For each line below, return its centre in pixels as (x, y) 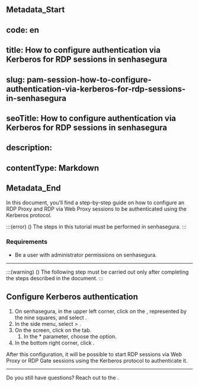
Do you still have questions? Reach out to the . (63, 378)
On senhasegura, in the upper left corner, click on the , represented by (101, 311)
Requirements (27, 242)
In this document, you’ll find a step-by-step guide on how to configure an (95, 202)
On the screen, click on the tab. (53, 330)
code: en (23, 30)
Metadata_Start (36, 10)
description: (29, 148)
